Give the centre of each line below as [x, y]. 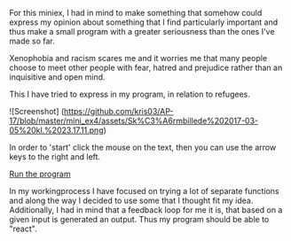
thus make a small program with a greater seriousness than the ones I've [142, 31]
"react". [23, 229]
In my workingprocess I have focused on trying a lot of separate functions [144, 191]
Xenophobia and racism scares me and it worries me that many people [138, 58]
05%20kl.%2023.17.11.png [56, 130]
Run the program [40, 174]
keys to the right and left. [55, 157]
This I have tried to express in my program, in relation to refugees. [130, 94]
